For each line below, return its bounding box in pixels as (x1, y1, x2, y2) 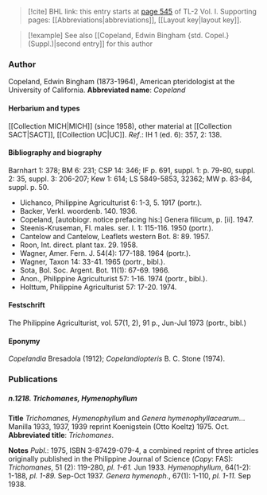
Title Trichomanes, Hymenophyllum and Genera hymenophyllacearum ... (8, 413, 246, 423)
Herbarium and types (8, 103, 81, 113)
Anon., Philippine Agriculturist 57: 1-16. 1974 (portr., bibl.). (19, 273, 208, 283)
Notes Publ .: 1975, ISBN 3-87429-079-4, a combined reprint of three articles (8, 446, 259, 455)
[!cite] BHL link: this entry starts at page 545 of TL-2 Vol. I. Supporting (27, 7, 257, 16)
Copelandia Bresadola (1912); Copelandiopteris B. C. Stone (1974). (8, 354, 225, 364)
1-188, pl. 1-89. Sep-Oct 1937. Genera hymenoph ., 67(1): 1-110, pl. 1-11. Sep (8, 471, 252, 480)
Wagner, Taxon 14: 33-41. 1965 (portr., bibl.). (19, 257, 165, 266)
